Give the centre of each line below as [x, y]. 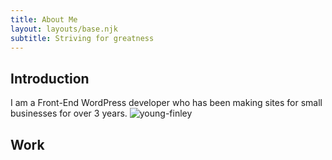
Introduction [50, 78]
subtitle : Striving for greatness [82, 38]
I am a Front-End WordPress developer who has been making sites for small [166, 103]
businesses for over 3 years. [69, 113]
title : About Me [44, 19]
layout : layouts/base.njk [64, 29]
